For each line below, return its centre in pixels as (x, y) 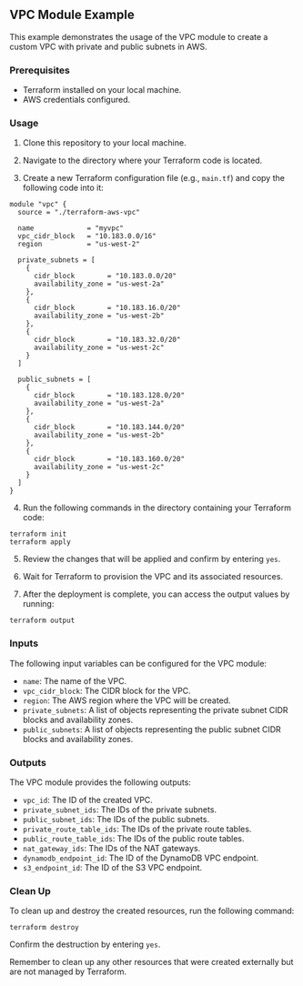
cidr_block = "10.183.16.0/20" (107, 308)
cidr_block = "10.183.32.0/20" (107, 340)
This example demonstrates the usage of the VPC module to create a (139, 36)
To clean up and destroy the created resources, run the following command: (152, 911)
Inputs (24, 643)
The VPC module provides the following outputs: (100, 782)
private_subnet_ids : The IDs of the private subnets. (119, 810)
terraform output (42, 621)
